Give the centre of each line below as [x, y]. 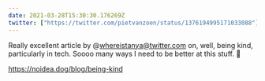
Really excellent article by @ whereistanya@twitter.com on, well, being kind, [131, 45]
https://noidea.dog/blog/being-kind [66, 68]
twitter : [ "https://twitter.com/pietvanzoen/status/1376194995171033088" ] [134, 23]
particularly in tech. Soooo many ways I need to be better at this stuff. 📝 [125, 53]
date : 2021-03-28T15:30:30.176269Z [67, 15]
